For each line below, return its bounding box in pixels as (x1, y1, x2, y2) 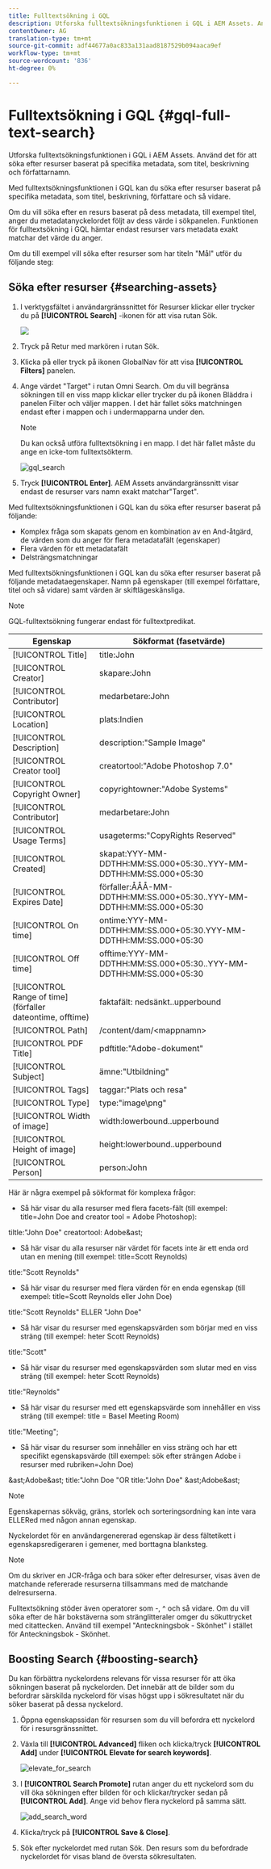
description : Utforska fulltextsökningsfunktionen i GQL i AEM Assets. (8, 19, 254, 27)
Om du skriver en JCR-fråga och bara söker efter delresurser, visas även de (8, 1570, 261, 1580)
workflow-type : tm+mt (8, 49, 81, 57)
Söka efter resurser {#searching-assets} (8, 280, 218, 295)
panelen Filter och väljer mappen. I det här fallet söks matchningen (19, 398, 242, 408)
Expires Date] (12, 896, 65, 907)
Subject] (12, 1071, 45, 1082)
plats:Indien (99, 714, 144, 725)
